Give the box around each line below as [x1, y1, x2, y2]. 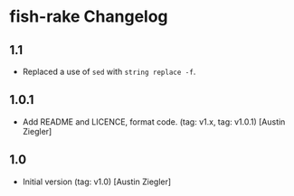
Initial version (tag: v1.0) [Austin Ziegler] [22, 176, 172, 187]
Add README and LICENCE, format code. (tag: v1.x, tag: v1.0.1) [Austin [22, 116, 286, 127]
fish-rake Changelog [9, 6, 169, 27]
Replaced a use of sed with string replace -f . [22, 66, 196, 77]
